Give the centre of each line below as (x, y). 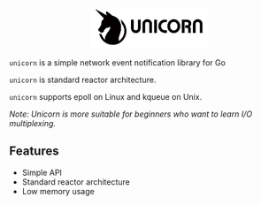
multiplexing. (32, 123)
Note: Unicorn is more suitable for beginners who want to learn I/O (131, 114)
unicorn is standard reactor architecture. (83, 80)
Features (34, 152)
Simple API (42, 172)
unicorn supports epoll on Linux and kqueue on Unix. (106, 97)
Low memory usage (58, 191)
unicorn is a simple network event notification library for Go (117, 63)
